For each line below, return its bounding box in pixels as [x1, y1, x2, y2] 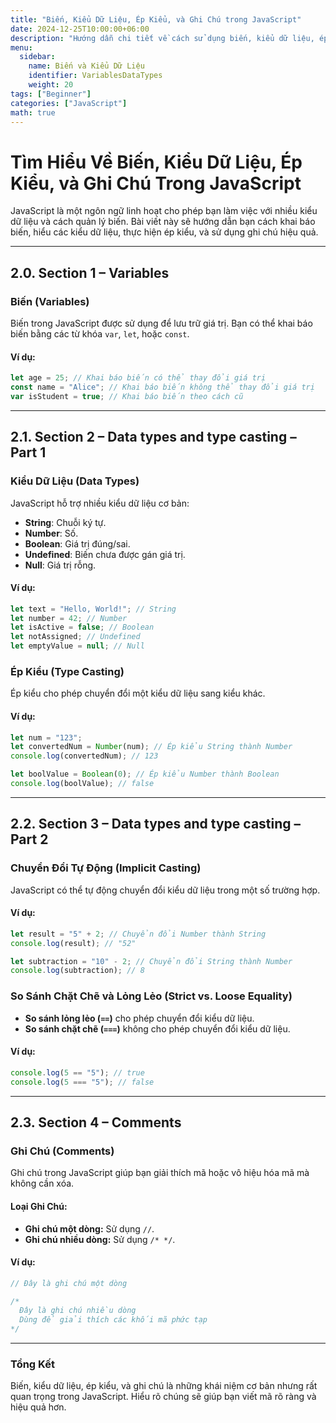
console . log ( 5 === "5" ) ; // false [10, 1077, 155, 1087]
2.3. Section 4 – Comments [10, 1114, 182, 1131]
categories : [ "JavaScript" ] [10, 98, 128, 108]
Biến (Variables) [10, 294, 90, 308]
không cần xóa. [10, 1177, 75, 1190]
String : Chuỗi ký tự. [24, 516, 107, 528]
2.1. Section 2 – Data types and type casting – [10, 429, 297, 446]
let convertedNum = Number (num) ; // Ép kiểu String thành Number [10, 742, 293, 752]
